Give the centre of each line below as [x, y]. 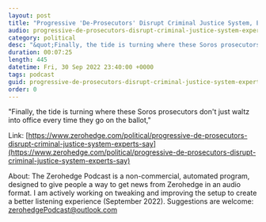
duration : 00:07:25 [40, 52]
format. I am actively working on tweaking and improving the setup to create [133, 193]
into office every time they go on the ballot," [80, 121]
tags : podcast [32, 75]
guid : [17, 82]
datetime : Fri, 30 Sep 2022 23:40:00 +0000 [81, 67]
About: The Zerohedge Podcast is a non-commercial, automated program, [129, 176]
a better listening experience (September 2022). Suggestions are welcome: [131, 201]
